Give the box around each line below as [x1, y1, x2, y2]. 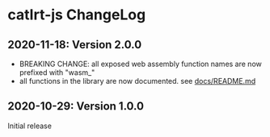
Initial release [7, 121, 52, 131]
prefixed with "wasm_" [19, 68, 95, 77]
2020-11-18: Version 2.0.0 [7, 38, 142, 52]
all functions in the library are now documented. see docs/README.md [19, 77, 256, 85]
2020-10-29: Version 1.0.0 [7, 99, 145, 114]
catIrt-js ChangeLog [7, 6, 146, 24]
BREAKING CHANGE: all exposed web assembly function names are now [19, 59, 262, 68]
